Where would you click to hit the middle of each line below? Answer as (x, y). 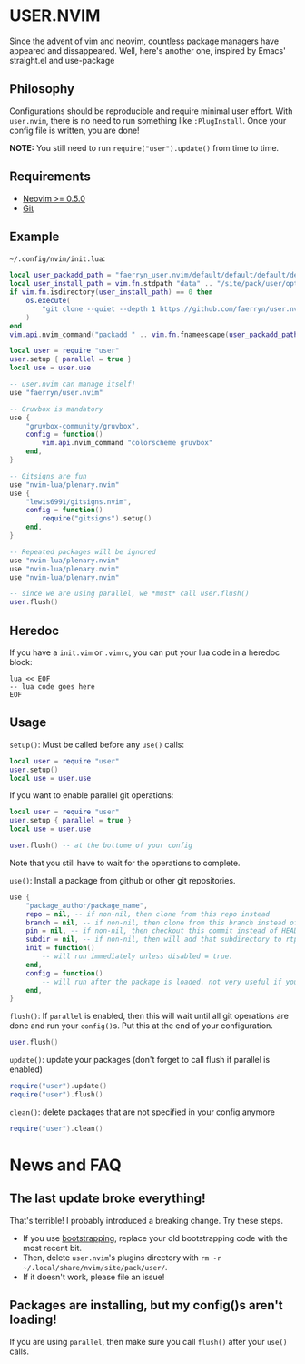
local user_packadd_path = (60, 275)
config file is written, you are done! (74, 130)
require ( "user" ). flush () (56, 1095)
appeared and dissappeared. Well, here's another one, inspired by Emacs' (148, 50)
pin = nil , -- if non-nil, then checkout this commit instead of (152, 931)
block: (21, 662)
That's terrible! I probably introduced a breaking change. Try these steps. (147, 1220)
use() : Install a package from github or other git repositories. (123, 880)
